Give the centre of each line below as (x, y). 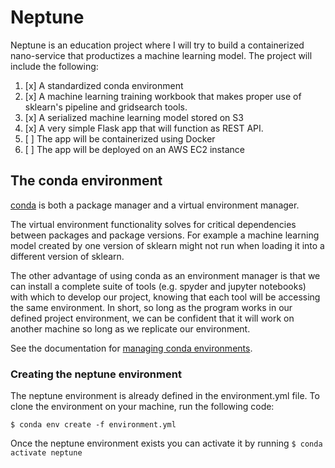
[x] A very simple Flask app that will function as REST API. (144, 128)
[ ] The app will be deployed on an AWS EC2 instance (134, 149)
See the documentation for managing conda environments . (131, 348)
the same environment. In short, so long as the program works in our (151, 307)
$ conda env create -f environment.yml (93, 425)
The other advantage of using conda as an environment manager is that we (165, 275)
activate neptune (46, 453)
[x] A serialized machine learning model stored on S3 (134, 117)
